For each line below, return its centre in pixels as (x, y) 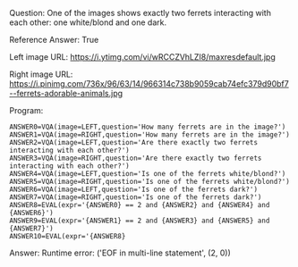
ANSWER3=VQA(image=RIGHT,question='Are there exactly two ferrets (136, 158)
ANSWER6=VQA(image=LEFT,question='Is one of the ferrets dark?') (133, 189)
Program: (26, 110)
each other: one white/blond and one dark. (88, 22)
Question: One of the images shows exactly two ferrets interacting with (140, 13)
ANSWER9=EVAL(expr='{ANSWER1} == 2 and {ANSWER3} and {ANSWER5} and (140, 221)
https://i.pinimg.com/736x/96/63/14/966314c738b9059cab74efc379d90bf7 (149, 83)
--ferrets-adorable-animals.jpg (66, 93)
